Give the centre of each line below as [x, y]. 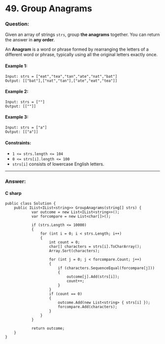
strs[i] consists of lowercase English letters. [58, 164]
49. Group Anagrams [49, 9]
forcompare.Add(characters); [88, 307]
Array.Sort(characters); [74, 251]
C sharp [13, 193]
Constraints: [18, 143]
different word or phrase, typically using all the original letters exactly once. [82, 55]
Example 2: [17, 92]
